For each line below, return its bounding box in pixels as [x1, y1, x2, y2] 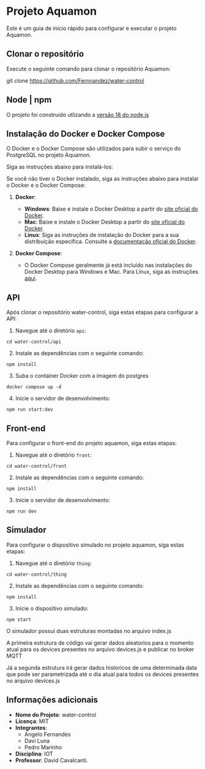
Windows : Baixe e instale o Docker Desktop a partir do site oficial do [24, 205, 198, 212]
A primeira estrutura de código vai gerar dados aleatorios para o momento [6, 639, 194, 647]
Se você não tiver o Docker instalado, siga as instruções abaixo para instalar [6, 175, 199, 182]
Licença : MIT [15, 718, 49, 725]
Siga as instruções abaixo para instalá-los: [6, 163, 113, 171]
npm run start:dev [6, 407, 53, 413]
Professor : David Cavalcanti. [15, 756, 89, 763]
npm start [6, 617, 32, 623]
